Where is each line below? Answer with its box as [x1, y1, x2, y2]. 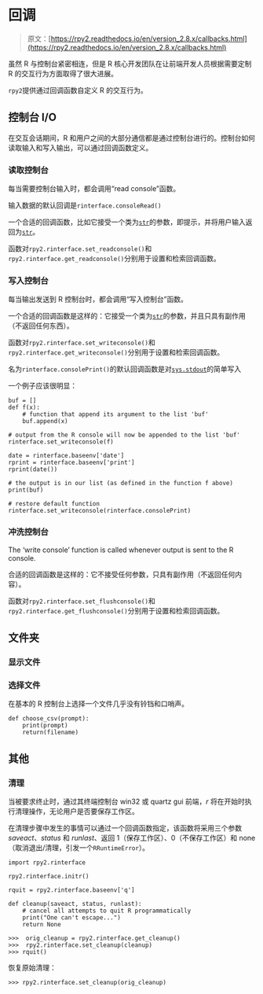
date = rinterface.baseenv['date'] [8, 452, 125, 460]
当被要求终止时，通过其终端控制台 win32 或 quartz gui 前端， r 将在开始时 [8, 797, 245, 806]
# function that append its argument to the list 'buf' [22, 410, 210, 418]
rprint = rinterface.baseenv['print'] [8, 458, 135, 467]
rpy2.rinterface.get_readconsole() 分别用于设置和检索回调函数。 [8, 254, 221, 263]
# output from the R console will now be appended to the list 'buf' [8, 431, 241, 440]
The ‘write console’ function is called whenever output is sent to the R [8, 545, 234, 554]
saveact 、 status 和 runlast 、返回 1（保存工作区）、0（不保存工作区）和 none [8, 833, 256, 842]
